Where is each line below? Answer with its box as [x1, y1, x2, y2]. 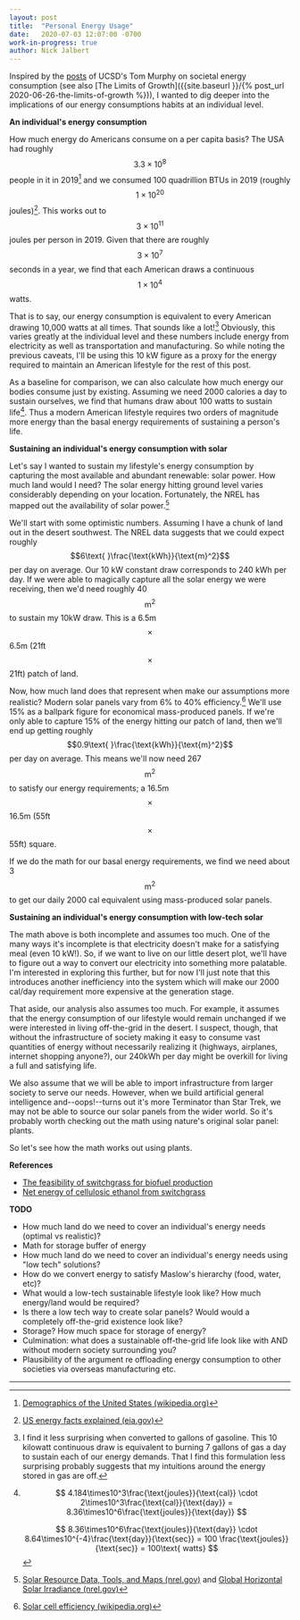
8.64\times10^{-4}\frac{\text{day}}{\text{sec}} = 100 [24, 1533, 218, 1544]
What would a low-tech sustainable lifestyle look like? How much [21, 1288, 262, 1298]
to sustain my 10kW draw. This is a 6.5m [9, 613, 157, 624]
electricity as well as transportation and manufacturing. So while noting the [9, 340, 286, 351]
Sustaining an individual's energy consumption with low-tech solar [9, 912, 263, 923]
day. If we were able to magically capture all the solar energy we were [9, 574, 266, 584]
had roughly [9, 144, 54, 155]
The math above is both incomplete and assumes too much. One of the [9, 929, 271, 940]
